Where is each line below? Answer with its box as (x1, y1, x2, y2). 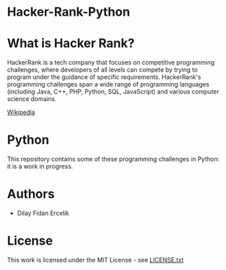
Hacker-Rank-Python (7, 4, 130, 20)
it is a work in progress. (7, 162, 73, 170)
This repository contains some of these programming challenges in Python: (7, 155, 220, 164)
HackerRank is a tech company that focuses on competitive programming (7, 58, 215, 67)
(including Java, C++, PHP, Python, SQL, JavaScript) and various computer (7, 87, 219, 96)
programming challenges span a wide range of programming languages (7, 80, 210, 89)
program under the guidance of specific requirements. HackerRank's (7, 73, 201, 81)
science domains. (7, 95, 57, 103)
